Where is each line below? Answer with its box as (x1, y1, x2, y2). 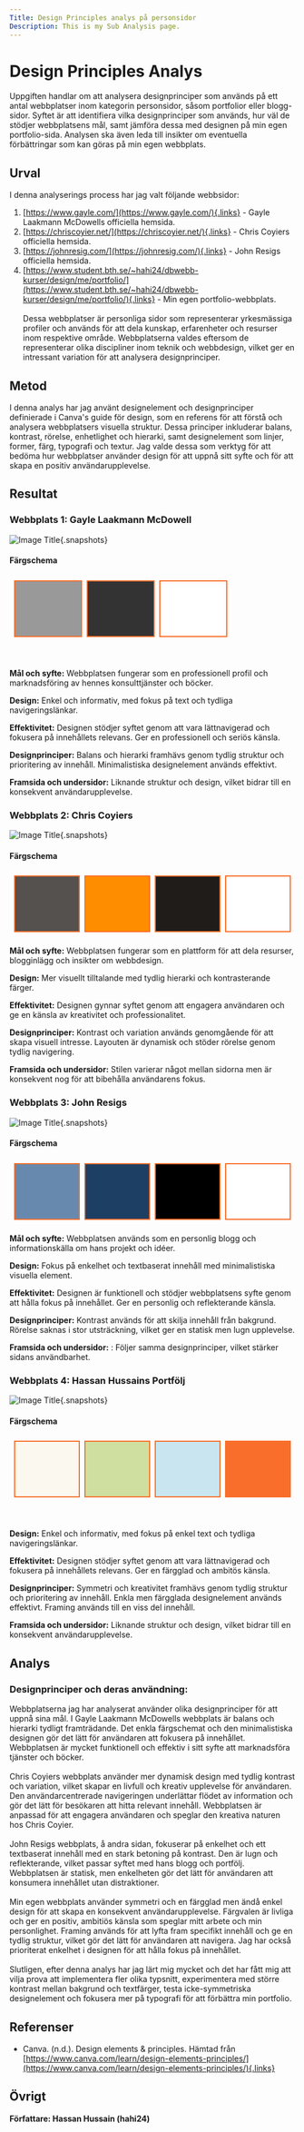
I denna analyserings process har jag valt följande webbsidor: (9, 190, 240, 201)
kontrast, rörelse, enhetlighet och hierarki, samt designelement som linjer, (9, 431, 284, 442)
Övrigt (9, 2089, 47, 2105)
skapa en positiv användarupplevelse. (9, 460, 152, 471)
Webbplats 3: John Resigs (9, 1096, 127, 1109)
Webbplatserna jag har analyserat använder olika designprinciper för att (9, 1703, 279, 1714)
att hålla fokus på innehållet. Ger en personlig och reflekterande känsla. (9, 1297, 277, 1308)
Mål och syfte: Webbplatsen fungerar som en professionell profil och (9, 667, 269, 678)
